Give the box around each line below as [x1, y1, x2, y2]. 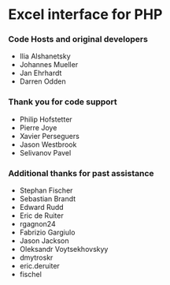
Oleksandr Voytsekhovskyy [19, 245, 109, 254]
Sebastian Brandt [19, 194, 76, 204]
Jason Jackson [19, 236, 69, 246]
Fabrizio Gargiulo [19, 227, 76, 238]
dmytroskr [19, 253, 54, 262]
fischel [19, 270, 42, 279]
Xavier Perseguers [19, 131, 80, 141]
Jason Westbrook [19, 140, 77, 149]
